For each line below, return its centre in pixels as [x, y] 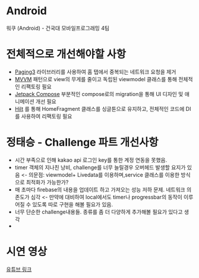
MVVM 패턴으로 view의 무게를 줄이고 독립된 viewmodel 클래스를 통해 [96, 79]
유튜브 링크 [19, 269]
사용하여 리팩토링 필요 [47, 116]
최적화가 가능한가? [47, 182]
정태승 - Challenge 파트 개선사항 [82, 143]
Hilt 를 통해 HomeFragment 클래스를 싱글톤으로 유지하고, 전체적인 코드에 [99, 108]
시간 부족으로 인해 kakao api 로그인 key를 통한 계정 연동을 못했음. [91, 160]
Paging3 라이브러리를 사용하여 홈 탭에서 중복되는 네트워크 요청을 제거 [95, 72]
